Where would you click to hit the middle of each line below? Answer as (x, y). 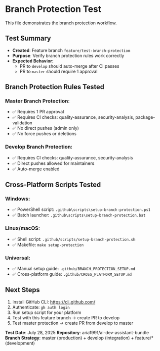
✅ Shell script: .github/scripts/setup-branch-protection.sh (74, 239)
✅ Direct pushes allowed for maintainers (53, 163)
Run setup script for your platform (47, 312)
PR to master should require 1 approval (59, 71)
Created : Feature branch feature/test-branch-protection (71, 50)
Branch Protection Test (53, 9)
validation (22, 123)
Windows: (18, 199)
